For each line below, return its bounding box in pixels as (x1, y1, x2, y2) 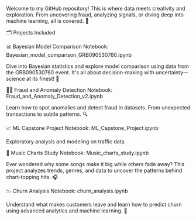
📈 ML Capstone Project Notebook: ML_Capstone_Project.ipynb (6, 125, 159, 131)
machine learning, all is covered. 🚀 (6, 18, 89, 24)
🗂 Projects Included (6, 29, 56, 36)
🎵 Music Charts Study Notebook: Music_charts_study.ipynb (6, 149, 149, 156)
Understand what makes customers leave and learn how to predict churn (6, 201, 183, 208)
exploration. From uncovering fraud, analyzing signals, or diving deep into (6, 11, 184, 18)
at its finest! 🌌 (26, 75, 60, 82)
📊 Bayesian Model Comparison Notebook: (6, 43, 109, 50)
